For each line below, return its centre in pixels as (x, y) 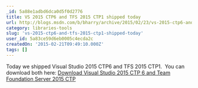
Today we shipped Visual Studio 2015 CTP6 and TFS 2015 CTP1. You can (95, 66)
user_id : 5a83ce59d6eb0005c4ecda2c (50, 39)
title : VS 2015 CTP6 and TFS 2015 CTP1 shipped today (74, 17)
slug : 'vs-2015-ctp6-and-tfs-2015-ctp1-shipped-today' (75, 33)
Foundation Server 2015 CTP (41, 79)
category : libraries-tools (39, 28)
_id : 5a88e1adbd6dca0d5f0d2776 (44, 11)
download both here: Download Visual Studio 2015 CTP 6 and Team (88, 72)
